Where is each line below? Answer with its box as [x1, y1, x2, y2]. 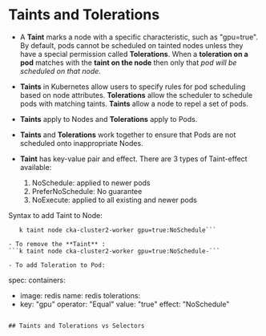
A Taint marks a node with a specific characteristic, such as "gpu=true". [19, 32, 259, 42]
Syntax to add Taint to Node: [8, 210, 103, 220]
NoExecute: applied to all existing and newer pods [31, 195, 198, 204]
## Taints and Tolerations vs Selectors [8, 322, 146, 330]
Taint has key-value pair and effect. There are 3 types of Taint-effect [19, 154, 248, 164]
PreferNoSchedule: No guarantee [31, 186, 143, 196]
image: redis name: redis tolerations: [19, 290, 141, 300]
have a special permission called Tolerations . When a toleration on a [19, 49, 248, 59]
